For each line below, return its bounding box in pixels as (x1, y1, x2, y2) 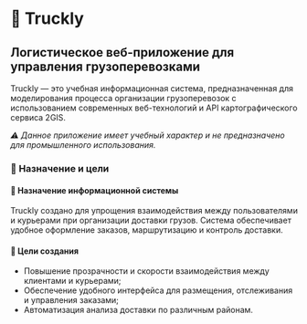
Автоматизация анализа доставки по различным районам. (23, 305, 254, 316)
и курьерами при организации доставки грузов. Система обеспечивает (10, 214, 291, 226)
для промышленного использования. (10, 140, 156, 150)
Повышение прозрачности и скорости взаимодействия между (23, 266, 270, 277)
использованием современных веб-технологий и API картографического (10, 102, 298, 113)
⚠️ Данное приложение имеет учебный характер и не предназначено (10, 130, 286, 141)
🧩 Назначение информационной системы (10, 184, 179, 195)
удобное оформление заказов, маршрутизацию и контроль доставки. (10, 225, 283, 235)
